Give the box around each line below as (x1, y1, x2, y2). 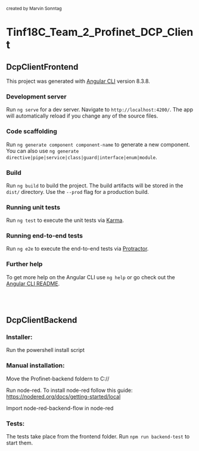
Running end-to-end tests (6, 231, 83, 240)
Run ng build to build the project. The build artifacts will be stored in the (6, 182, 184, 189)
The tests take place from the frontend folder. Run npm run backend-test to (6, 433, 190, 440)
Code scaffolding (6, 127, 58, 135)
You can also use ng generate (6, 147, 79, 155)
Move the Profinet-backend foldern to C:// (6, 375, 110, 382)
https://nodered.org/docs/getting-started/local (6, 393, 121, 400)
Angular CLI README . (6, 280, 60, 287)
